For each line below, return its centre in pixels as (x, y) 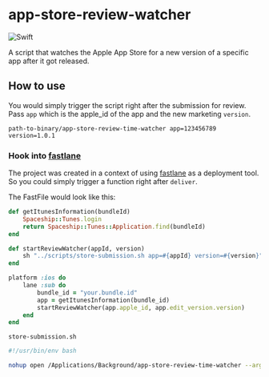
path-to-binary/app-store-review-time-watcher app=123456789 (112, 128)
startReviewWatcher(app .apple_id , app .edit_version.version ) (141, 307)
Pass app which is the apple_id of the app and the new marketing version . (129, 114)
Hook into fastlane (45, 155)
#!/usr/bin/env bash (43, 351)
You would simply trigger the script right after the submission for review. (127, 105)
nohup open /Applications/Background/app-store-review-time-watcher (125, 366)
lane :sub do (44, 286)
